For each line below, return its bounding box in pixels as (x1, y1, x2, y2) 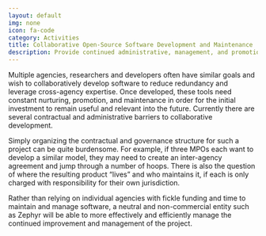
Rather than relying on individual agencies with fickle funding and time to (8, 193, 246, 203)
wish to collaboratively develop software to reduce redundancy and (8, 78, 228, 88)
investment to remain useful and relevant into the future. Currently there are (8, 104, 255, 113)
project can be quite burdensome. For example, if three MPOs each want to (8, 144, 254, 154)
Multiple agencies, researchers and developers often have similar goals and (8, 70, 255, 79)
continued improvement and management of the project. (8, 219, 192, 228)
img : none (8, 19, 41, 27)
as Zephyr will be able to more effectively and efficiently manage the (8, 211, 232, 219)
